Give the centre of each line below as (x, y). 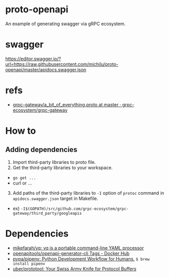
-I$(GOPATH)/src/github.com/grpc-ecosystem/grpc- (75, 209)
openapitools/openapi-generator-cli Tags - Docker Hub (71, 253)
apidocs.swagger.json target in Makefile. (55, 198)
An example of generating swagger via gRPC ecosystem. (66, 24)
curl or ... (22, 183)
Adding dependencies (41, 150)
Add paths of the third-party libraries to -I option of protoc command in (88, 193)
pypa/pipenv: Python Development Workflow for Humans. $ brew (81, 258)
